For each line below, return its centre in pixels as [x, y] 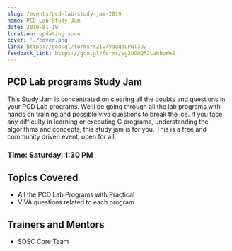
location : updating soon [44, 34]
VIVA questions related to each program [76, 202]
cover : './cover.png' [39, 40]
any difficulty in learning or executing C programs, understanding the [108, 122]
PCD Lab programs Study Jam [75, 82]
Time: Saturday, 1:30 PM [50, 155]
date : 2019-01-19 [33, 27]
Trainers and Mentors [56, 224]
